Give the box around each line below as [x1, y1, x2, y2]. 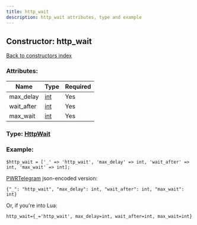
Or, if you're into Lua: [6, 202, 58, 209]
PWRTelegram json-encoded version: [6, 174, 98, 182]
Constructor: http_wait [6, 36, 92, 46]
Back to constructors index [6, 52, 72, 60]
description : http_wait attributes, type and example [6, 14, 142, 20]
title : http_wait [6, 8, 49, 15]
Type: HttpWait [6, 129, 50, 137]
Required [65, 82, 91, 90]
